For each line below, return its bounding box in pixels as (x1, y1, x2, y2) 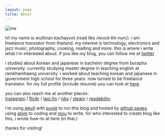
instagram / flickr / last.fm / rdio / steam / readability (5, 95, 110, 101)
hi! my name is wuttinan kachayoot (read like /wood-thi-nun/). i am (5, 35, 140, 41)
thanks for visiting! (5, 125, 43, 131)
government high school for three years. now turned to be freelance (5, 76, 143, 82)
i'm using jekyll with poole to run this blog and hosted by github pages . (5, 105, 148, 111)
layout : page (5, 7, 32, 12)
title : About (5, 12, 32, 17)
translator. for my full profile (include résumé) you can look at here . (5, 81, 140, 86)
